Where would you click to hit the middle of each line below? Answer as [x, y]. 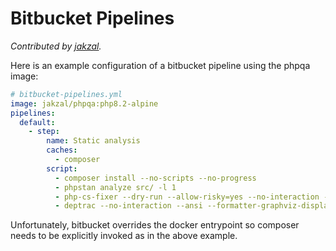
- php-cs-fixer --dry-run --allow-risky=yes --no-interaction [187, 197]
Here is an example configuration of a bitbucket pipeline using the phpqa [160, 65]
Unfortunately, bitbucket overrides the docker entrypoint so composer [155, 225]
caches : [62, 150]
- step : [44, 132]
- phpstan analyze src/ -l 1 [115, 187]
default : [37, 122]
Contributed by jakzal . [56, 46]
